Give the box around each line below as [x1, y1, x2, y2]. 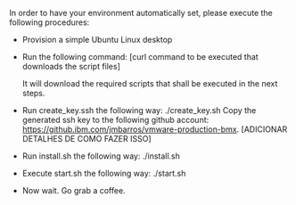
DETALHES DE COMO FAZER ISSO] [21, 134, 152, 143]
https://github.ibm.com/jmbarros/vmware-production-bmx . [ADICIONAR [21, 124, 288, 135]
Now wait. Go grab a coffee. [21, 185, 127, 195]
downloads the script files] [21, 61, 120, 71]
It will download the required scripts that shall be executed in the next [21, 78, 278, 88]
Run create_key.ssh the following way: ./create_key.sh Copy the [21, 105, 257, 115]
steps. [21, 88, 45, 98]
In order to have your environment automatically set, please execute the [9, 8, 274, 18]
